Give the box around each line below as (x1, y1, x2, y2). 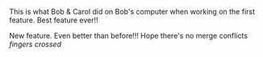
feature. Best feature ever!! (9, 15, 99, 25)
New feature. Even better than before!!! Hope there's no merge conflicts (9, 31, 248, 40)
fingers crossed (9, 39, 61, 49)
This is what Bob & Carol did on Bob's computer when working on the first (9, 7, 256, 16)
